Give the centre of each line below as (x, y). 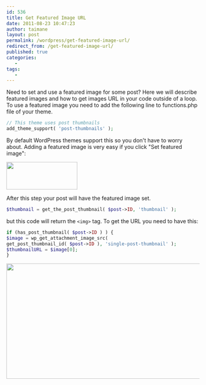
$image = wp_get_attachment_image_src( (57, 238)
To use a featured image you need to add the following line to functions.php (102, 105)
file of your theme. (30, 112)
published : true (27, 52)
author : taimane (27, 29)
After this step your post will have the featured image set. (79, 198)
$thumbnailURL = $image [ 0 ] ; (42, 250)
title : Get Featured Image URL (46, 18)
